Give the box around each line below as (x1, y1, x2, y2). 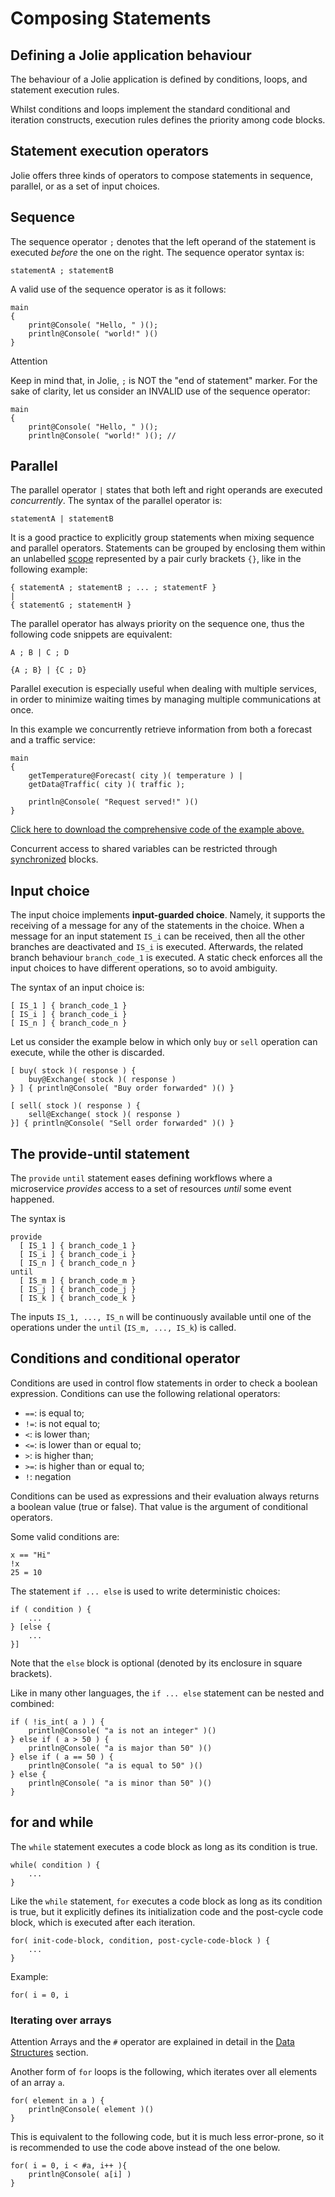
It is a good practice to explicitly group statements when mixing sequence (10, 532, 315, 544)
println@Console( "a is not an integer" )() (28, 1725, 217, 1736)
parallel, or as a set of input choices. (10, 180, 160, 192)
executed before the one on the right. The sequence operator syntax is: (10, 246, 305, 258)
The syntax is (10, 1213, 66, 1225)
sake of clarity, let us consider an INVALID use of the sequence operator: (10, 385, 311, 397)
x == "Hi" (10, 1550, 52, 1560)
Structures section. (10, 2046, 89, 2058)
